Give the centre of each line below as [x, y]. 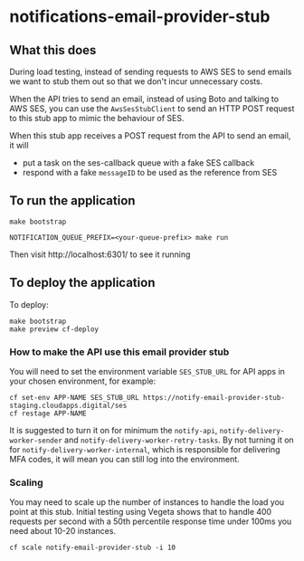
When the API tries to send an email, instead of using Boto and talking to [144, 99]
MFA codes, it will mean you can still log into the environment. [124, 459]
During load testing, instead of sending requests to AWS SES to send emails [151, 71]
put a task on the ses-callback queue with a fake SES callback [138, 163]
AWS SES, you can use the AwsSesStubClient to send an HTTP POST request [152, 109]
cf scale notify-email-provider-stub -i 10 [93, 548]
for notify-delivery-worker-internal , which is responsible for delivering [145, 449]
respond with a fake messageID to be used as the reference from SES [150, 172]
